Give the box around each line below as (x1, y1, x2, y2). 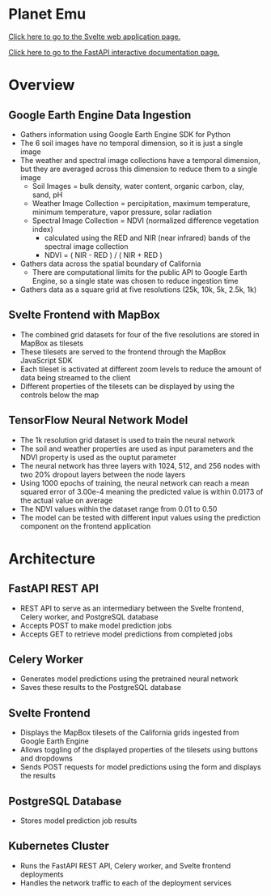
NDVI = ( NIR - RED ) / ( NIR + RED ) (44, 250, 163, 259)
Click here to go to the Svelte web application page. (8, 32, 181, 41)
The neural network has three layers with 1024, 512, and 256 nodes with (19, 461, 260, 470)
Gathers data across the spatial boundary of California (19, 259, 201, 268)
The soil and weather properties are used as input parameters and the (19, 444, 254, 453)
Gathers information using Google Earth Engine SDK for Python (19, 129, 231, 139)
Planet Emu (8, 5, 87, 24)
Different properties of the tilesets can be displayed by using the (19, 381, 235, 391)
